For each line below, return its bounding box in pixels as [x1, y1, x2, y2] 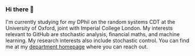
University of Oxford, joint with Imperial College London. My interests [5, 24, 173, 32]
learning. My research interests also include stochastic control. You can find [5, 37, 190, 44]
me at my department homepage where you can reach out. [5, 43, 148, 50]
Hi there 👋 [5, 5, 35, 13]
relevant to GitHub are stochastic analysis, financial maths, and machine [5, 31, 180, 38]
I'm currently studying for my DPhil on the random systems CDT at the [5, 19, 176, 26]
